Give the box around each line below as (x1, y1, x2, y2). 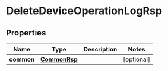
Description (83, 46, 118, 53)
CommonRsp (40, 55, 78, 63)
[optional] (122, 55, 150, 63)
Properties (6, 28, 46, 38)
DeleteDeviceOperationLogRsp (6, 4, 162, 18)
